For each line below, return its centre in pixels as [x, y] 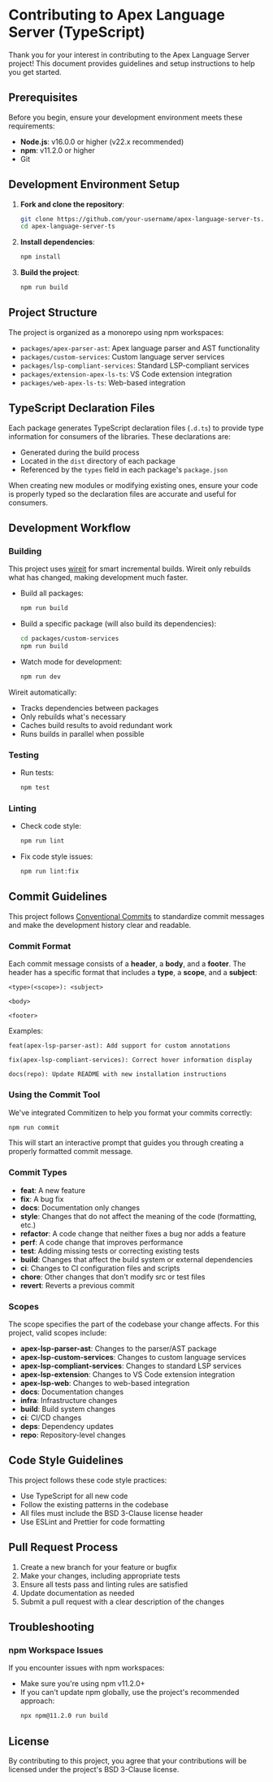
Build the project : [50, 272]
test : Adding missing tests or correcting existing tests [110, 1251]
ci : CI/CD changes [51, 1418]
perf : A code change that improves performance [102, 1242]
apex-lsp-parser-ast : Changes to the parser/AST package [118, 1348]
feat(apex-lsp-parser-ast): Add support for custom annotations [119, 1046]
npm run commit [34, 1127]
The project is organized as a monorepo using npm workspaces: [116, 332]
